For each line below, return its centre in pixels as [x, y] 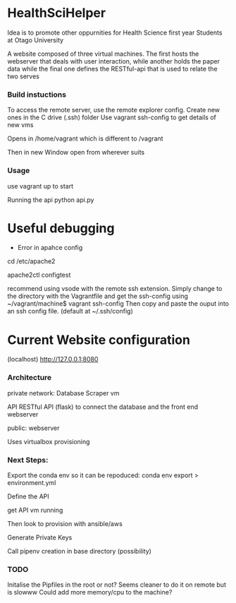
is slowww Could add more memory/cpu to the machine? [90, 592]
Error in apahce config [50, 248]
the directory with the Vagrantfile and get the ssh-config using [98, 296]
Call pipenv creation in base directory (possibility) [79, 551]
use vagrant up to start [41, 186]
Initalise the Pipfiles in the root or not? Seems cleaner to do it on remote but [117, 585]
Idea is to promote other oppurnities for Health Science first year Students [115, 32]
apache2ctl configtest [39, 275]
